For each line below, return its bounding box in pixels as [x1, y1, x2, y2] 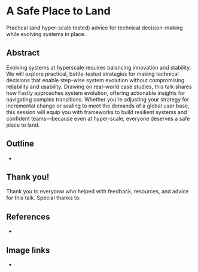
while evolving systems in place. [6, 30, 86, 37]
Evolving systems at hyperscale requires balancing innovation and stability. [6, 64, 191, 71]
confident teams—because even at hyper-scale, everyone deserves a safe [6, 115, 190, 122]
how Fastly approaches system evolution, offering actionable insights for [6, 89, 185, 97]
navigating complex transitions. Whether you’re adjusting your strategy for [6, 95, 190, 103]
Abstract [6, 48, 40, 58]
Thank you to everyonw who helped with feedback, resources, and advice [6, 188, 189, 195]
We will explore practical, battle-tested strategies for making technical [6, 70, 179, 77]
